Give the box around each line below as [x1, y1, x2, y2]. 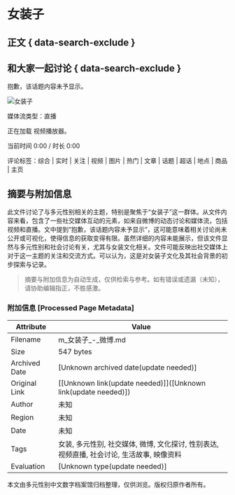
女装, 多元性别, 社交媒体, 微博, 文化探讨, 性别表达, [58, 439, 219, 449]
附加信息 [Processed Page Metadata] [7, 303, 134, 313]
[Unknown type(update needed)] [58, 461, 167, 471]
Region [10, 412, 34, 422]
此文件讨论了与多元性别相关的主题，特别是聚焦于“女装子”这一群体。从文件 [7, 208, 222, 216]
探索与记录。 [13, 260, 50, 269]
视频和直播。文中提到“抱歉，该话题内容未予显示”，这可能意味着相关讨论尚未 [7, 225, 227, 234]
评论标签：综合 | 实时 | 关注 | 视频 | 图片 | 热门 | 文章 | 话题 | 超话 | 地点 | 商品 [7, 157, 228, 165]
